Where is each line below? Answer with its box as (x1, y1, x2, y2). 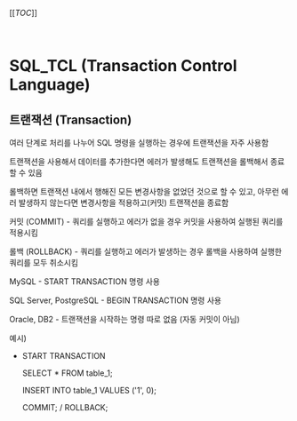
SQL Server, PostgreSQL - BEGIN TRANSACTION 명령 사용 (9, 295, 222, 306)
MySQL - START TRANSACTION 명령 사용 (9, 276, 160, 287)
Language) (9, 75, 91, 95)
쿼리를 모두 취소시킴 (9, 258, 78, 267)
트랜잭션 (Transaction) (9, 112, 132, 127)
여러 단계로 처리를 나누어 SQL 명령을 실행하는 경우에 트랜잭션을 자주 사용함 (9, 138, 269, 147)
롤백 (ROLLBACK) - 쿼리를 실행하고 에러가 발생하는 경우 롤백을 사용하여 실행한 (9, 246, 283, 257)
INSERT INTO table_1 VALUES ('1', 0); (21, 385, 157, 395)
